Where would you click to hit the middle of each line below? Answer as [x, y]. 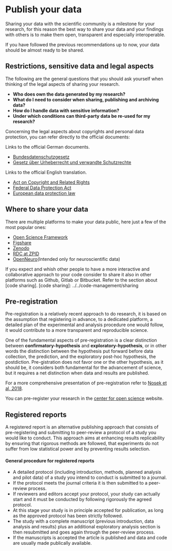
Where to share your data [47, 209]
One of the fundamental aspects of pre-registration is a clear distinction [81, 340]
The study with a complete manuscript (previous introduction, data [83, 521]
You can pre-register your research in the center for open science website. [84, 398]
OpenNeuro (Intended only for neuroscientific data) [66, 259]
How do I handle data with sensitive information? [66, 110]
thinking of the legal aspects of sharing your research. [63, 84]
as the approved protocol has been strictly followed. [68, 516]
